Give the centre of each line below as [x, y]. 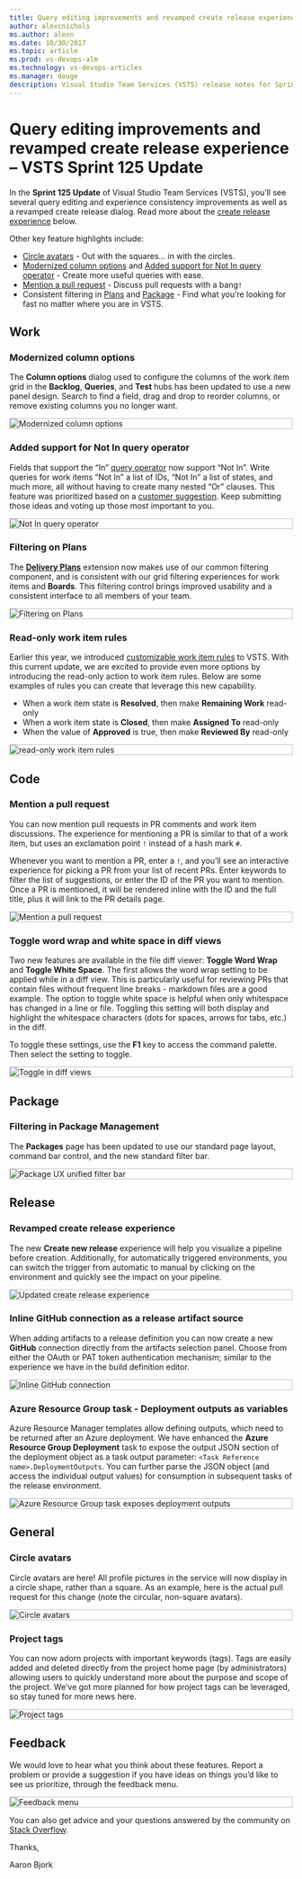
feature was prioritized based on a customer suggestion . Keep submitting [145, 496]
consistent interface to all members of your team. [101, 596]
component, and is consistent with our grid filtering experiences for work [145, 576]
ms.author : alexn [42, 34]
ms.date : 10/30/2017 [48, 43]
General [32, 1532]
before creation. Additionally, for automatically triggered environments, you [148, 1257]
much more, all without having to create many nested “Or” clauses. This [142, 486]
